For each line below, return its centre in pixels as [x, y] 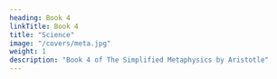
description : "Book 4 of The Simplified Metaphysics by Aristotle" [139, 60]
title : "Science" [42, 35]
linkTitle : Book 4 [44, 26]
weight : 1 [28, 52]
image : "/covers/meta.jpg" [60, 43]
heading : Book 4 [40, 18]
